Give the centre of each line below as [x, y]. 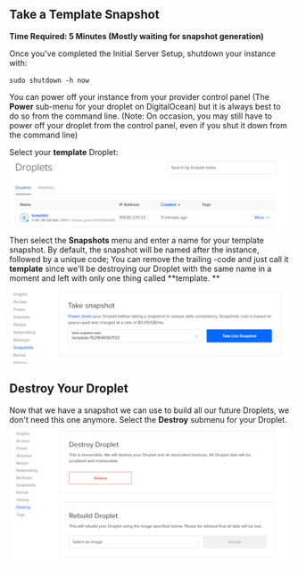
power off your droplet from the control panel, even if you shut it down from [148, 125]
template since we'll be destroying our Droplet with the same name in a [141, 269]
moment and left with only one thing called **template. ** [115, 278]
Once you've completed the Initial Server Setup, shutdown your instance [143, 54]
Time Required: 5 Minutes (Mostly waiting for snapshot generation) [137, 36]
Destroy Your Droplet [69, 388]
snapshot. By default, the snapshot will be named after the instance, [134, 250]
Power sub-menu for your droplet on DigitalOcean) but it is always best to [145, 106]
